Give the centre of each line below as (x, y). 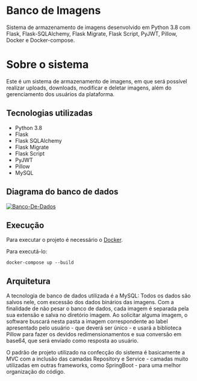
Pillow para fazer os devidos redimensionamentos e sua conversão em (94, 334)
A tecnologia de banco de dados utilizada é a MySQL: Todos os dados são (98, 296)
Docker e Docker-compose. (41, 40)
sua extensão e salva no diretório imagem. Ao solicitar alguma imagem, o (97, 315)
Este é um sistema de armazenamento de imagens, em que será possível (97, 81)
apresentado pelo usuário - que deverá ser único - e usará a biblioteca (94, 328)
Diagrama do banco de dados (62, 192)
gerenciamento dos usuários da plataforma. (61, 94)
